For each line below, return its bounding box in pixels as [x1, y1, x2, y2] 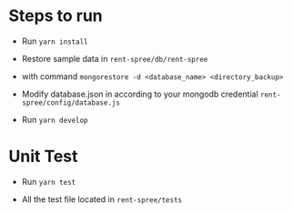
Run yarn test [21, 176, 76, 187]
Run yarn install [21, 36, 88, 46]
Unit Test [8, 147, 78, 167]
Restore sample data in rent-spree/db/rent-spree [21, 53, 208, 64]
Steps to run [8, 5, 104, 26]
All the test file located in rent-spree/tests [21, 193, 183, 205]
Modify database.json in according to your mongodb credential [21, 88, 258, 99]
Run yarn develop [21, 114, 88, 125]
